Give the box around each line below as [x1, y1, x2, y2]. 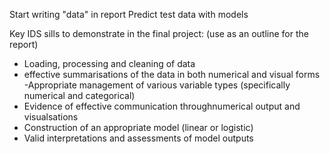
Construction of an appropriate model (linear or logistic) [23, 122, 254, 133]
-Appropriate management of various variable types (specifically [23, 79, 291, 91]
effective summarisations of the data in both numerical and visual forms [23, 69, 321, 80]
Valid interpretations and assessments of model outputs [23, 132, 254, 144]
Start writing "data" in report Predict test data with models [9, 9, 249, 20]
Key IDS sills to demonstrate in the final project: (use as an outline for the [9, 28, 309, 39]
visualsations [23, 111, 79, 123]
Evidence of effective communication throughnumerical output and [23, 100, 301, 112]
